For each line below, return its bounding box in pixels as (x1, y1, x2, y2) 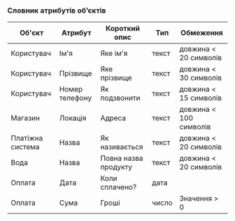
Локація (59, 113, 87, 123)
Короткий (105, 24, 141, 34)
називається (100, 142, 143, 152)
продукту (100, 162, 133, 172)
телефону (59, 93, 92, 103)
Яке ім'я (100, 48, 128, 58)
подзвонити (100, 93, 141, 103)
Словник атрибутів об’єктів (7, 6, 106, 15)
